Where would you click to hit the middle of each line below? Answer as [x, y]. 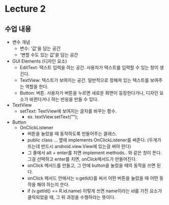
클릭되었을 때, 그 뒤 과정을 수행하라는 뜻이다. [71, 197]
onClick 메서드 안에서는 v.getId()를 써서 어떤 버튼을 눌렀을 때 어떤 [93, 178]
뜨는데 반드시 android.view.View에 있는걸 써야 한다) [79, 146]
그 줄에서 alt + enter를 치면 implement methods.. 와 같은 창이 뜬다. [95, 153]
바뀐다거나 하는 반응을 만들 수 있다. [64, 99]
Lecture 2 [25, 9]
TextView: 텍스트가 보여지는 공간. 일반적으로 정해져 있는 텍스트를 [84, 80]
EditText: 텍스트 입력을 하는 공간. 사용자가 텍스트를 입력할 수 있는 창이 [89, 67]
